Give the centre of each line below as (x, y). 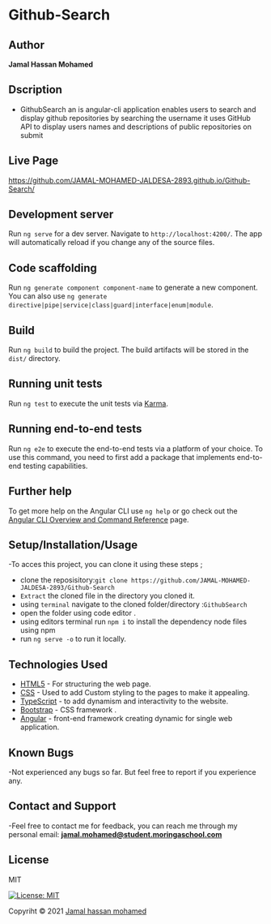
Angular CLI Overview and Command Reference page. (99, 519)
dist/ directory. (34, 359)
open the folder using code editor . (78, 613)
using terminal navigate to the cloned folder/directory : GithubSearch (133, 604)
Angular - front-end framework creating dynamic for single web (126, 719)
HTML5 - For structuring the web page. (85, 684)
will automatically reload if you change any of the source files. (112, 243)
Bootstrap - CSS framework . (68, 710)
